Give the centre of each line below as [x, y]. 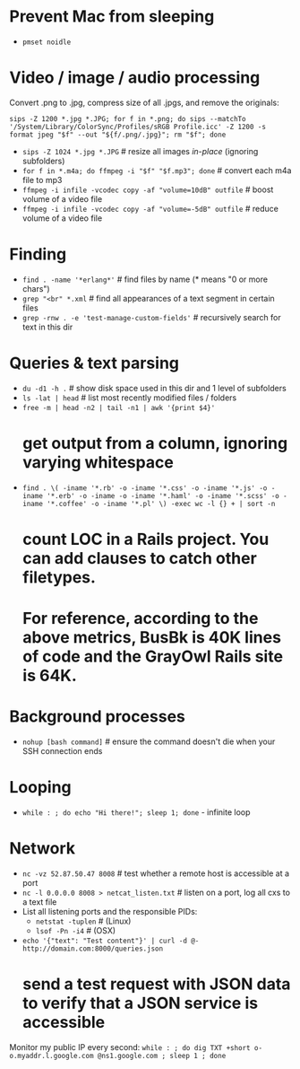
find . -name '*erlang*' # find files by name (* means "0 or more [145, 279]
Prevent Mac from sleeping [112, 17]
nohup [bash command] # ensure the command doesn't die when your [149, 741]
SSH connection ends [62, 751]
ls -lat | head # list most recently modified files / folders [129, 398]
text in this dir [47, 327]
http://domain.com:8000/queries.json [93, 949]
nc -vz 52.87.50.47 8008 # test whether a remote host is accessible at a [155, 873]
